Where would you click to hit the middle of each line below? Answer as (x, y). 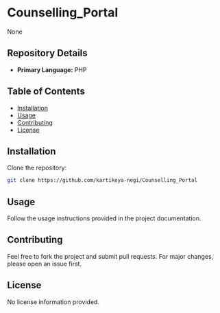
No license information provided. (53, 302)
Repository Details (47, 53)
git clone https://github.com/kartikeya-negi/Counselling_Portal (102, 181)
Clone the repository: (37, 168)
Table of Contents (46, 92)
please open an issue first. (45, 264)
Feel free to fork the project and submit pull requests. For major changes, (110, 256)
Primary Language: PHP (52, 69)
